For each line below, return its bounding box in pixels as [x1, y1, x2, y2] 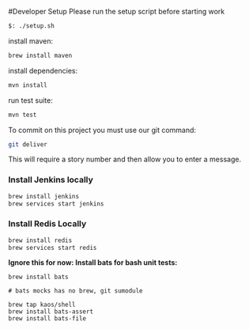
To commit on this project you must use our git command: [8, 125, 196, 134]
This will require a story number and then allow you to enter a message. [8, 154, 242, 164]
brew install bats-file [8, 315, 87, 323]
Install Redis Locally [8, 218, 87, 229]
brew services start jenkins [8, 199, 104, 208]
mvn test [8, 111, 37, 119]
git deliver [8, 140, 47, 149]
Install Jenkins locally [8, 174, 93, 185]
